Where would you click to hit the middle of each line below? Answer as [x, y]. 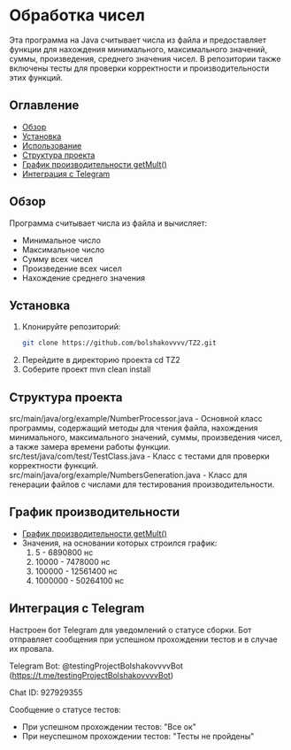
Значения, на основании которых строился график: [119, 543]
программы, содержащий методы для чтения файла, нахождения [134, 428]
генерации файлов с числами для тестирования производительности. [142, 484]
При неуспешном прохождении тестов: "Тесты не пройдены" [138, 736]
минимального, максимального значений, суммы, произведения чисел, [146, 437]
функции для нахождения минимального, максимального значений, [138, 49]
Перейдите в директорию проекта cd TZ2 [101, 360]
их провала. [32, 648]
